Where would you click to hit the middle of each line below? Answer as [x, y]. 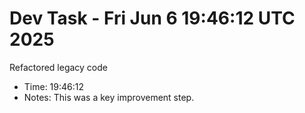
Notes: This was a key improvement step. [109, 97]
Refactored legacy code [58, 67]
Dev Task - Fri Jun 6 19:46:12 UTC [152, 18]
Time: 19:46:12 [54, 86]
